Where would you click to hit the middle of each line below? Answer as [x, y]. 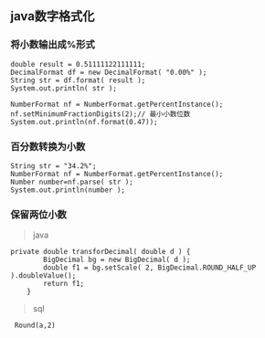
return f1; [64, 284]
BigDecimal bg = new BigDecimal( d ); [117, 260]
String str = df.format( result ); [78, 80]
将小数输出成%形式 [53, 45]
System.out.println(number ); [68, 190]
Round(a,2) [35, 326]
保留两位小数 [39, 215]
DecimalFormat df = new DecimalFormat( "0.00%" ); [109, 72]
